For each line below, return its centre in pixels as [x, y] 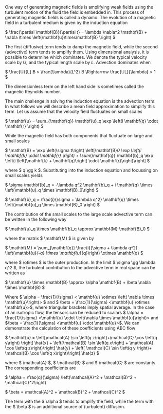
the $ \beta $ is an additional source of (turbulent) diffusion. [65, 407]
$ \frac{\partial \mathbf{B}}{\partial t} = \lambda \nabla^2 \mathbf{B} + [76, 32]
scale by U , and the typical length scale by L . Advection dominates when [78, 62]
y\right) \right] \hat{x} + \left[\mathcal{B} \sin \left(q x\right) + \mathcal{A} [80, 343]
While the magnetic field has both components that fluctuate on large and [79, 136]
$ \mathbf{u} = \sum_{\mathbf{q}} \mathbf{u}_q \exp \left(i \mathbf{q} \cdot [81, 121]
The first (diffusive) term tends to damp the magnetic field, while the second [81, 47]
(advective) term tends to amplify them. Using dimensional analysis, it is [77, 52]
